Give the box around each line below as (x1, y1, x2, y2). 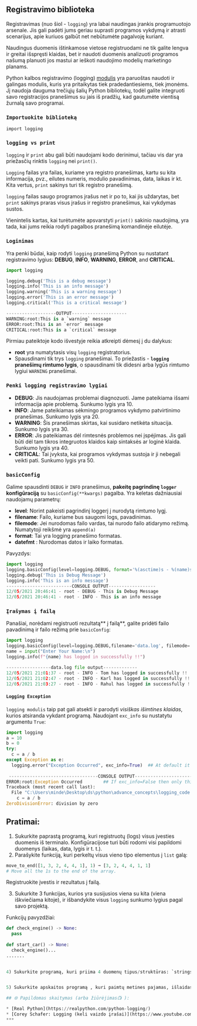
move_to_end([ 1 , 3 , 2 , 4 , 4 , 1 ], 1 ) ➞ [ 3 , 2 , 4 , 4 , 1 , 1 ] (6, 862, 151, 868)
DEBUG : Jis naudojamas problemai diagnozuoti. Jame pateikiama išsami (14, 394, 189, 401)
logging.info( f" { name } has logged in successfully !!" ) (6, 654, 145, 660)
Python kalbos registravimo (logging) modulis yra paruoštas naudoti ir (6, 74, 175, 81)
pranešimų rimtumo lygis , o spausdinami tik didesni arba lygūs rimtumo (14, 361, 189, 368)
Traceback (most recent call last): (6, 784, 96, 790)
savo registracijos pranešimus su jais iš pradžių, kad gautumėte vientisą (6, 93, 180, 100)
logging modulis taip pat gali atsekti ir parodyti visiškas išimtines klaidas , (6, 705, 183, 712)
